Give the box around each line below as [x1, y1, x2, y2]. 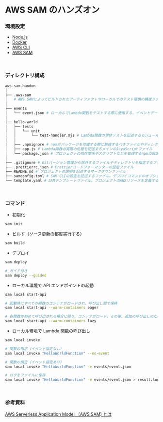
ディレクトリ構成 [5, 72, 45, 79]
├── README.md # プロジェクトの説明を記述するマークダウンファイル [5, 169, 126, 174]
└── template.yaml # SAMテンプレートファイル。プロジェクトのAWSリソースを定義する [5, 178, 159, 183]
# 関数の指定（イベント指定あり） [5, 359, 64, 364]
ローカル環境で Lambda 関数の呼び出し [12, 328, 91, 334]
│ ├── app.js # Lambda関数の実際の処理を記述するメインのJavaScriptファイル [5, 146, 153, 152]
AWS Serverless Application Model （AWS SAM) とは [5, 411, 112, 417]
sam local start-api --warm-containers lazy [5, 319, 97, 324]
